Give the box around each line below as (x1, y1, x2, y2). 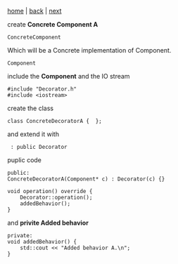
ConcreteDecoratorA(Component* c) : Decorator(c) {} (7, 176, 165, 183)
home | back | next (7, 7, 62, 15)
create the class (7, 104, 54, 112)
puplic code (7, 156, 42, 164)
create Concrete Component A (7, 20, 98, 28)
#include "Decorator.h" (7, 86, 77, 93)
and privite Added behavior (7, 218, 89, 227)
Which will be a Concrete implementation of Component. (7, 46, 172, 54)
